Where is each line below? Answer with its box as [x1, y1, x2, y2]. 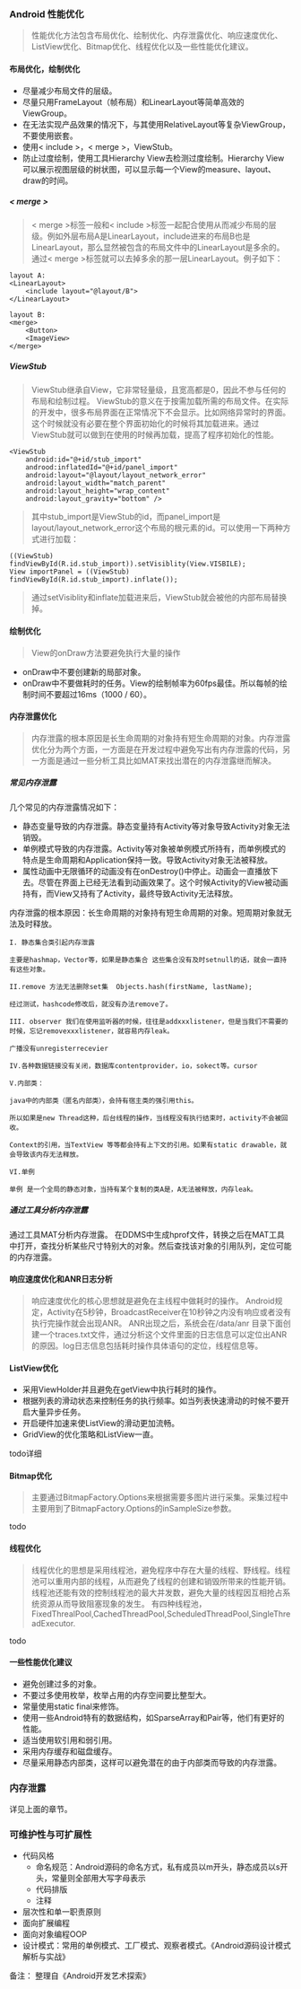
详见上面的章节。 [9, 1804, 73, 1815]
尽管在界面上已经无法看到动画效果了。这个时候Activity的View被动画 [38, 877, 288, 888]
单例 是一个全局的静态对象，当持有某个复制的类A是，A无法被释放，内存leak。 [9, 1185, 258, 1194]
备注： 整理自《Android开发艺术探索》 [9, 1970, 150, 1981]
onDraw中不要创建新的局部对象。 [21, 666, 146, 677]
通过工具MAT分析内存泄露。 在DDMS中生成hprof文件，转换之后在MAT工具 [9, 1229, 285, 1240]
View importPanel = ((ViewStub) [9, 567, 130, 576]
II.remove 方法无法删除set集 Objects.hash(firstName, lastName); [9, 982, 254, 991]
